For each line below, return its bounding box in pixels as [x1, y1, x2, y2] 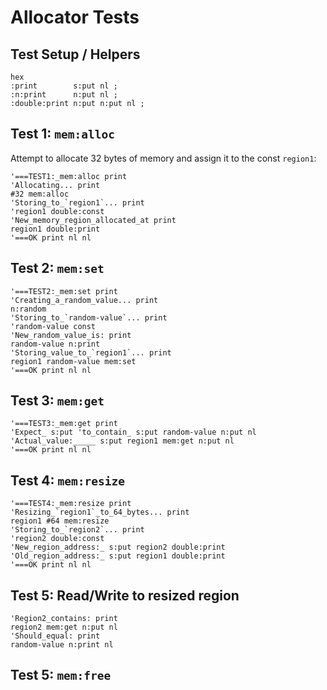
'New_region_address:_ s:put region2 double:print [10, 542, 226, 553]
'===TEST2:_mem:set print [10, 286, 118, 296]
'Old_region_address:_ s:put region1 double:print [10, 551, 226, 561]
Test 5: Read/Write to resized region [10, 587, 240, 604]
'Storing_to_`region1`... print [10, 197, 145, 208]
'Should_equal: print [10, 631, 101, 641]
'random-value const [10, 321, 97, 331]
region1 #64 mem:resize [10, 516, 110, 526]
